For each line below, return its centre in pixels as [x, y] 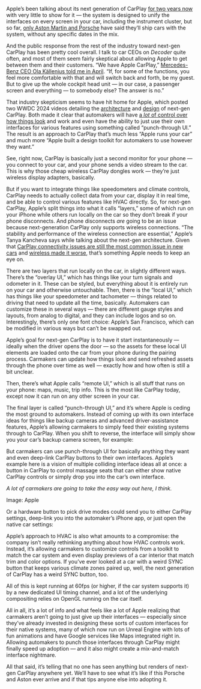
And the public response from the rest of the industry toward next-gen [93, 46]
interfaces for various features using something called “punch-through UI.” [99, 128]
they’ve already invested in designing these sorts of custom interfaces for [97, 623]
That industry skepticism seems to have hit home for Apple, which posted [97, 102]
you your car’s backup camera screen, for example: [70, 440]
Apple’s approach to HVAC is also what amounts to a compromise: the [92, 536]
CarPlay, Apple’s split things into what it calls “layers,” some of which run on [100, 208]
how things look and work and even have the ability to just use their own [95, 121]
